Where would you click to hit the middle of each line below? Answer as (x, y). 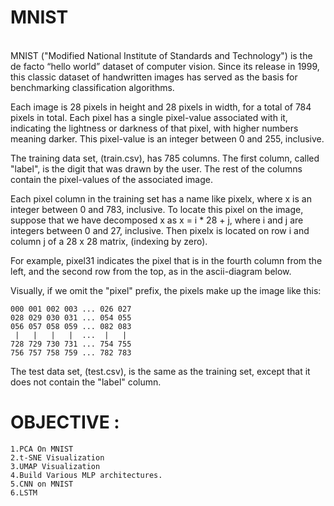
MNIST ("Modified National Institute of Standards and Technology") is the (161, 55)
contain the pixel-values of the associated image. (112, 179)
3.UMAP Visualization (55, 466)
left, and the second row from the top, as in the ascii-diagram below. (151, 271)
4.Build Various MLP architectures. (86, 475)
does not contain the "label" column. (86, 382)
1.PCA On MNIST (42, 449)
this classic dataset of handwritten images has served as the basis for (154, 77)
